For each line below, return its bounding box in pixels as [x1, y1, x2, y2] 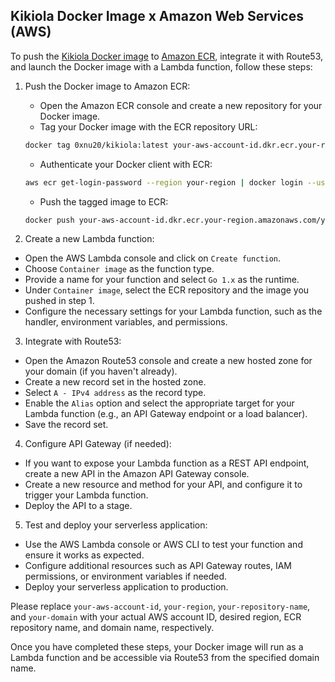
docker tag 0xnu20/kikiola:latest [24, 140, 169, 150]
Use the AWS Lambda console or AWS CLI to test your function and [24, 539, 303, 551]
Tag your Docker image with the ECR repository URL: [39, 120, 258, 133]
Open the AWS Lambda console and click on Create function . [24, 252, 281, 264]
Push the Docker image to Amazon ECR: [24, 80, 191, 92]
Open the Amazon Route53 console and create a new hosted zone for [24, 355, 313, 367]
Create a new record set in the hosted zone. [24, 376, 207, 388]
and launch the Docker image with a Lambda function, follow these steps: [10, 60, 313, 73]
